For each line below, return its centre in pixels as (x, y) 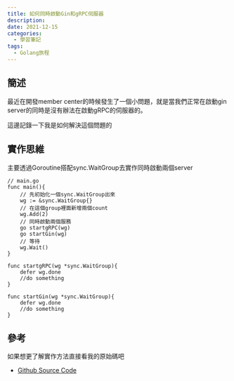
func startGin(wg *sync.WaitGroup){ (61, 296)
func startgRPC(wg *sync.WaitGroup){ (63, 266)
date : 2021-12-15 (33, 27)
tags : (15, 46)
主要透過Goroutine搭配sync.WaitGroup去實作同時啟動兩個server (100, 167)
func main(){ (26, 187)
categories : (25, 33)
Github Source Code (47, 370)
